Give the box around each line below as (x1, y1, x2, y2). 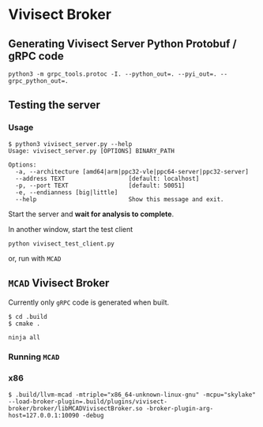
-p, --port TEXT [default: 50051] (15, 182, 186, 189)
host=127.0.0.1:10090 (8, 411, 80, 419)
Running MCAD (8, 351, 60, 362)
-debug (82, 411, 104, 419)
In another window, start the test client (8, 224, 133, 234)
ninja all (8, 333, 41, 341)
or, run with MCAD (8, 253, 62, 263)
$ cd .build (8, 313, 47, 320)
